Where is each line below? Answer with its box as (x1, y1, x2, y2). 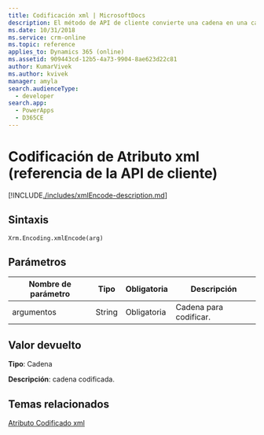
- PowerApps (15, 107, 55, 115)
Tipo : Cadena (8, 359, 53, 369)
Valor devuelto (8, 338, 82, 352)
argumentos (12, 307, 57, 318)
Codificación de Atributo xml (8, 148, 200, 166)
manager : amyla (8, 77, 58, 85)
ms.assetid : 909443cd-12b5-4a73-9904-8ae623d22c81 (8, 56, 178, 64)
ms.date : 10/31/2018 (8, 26, 76, 34)
